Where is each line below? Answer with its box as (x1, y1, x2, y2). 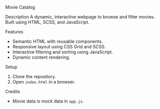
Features (5, 29, 23, 34)
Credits (5, 89, 20, 94)
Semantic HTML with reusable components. (12, 38, 103, 44)
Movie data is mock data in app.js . (12, 98, 84, 104)
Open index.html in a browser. (12, 79, 75, 85)
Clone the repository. (12, 74, 56, 79)
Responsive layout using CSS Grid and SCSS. (12, 44, 106, 49)
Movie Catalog (5, 4, 35, 10)
